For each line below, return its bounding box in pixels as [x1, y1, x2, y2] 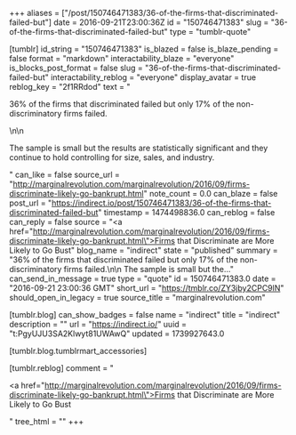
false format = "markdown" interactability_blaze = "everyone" [9, 53, 235, 63]
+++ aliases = [9, 8, 60, 18]
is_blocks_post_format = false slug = [9, 62, 144, 73]
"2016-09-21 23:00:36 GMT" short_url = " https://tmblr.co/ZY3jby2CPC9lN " [9, 283, 284, 293]
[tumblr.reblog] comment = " [9, 363, 114, 373]
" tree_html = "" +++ [9, 416, 84, 426]
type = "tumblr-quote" [169, 27, 252, 36]
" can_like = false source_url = [9, 169, 120, 180]
